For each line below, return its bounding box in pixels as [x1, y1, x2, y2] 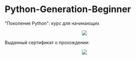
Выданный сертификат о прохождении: [5, 39, 89, 45]
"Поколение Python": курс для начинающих [5, 20, 100, 26]
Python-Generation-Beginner [5, 4, 131, 15]
